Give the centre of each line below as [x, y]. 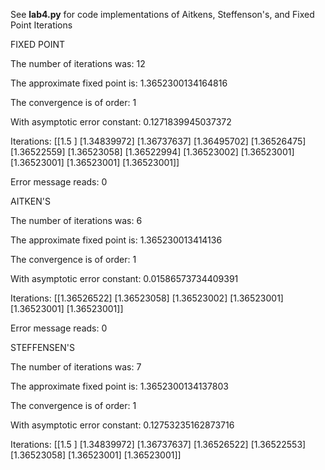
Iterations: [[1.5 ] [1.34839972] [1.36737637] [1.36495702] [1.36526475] [158, 141]
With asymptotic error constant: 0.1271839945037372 [121, 122]
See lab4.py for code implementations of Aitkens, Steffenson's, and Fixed [162, 14]
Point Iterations [41, 25]
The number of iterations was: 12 [78, 63]
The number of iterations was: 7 [76, 367]
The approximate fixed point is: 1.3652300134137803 [119, 386]
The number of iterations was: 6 [76, 220]
